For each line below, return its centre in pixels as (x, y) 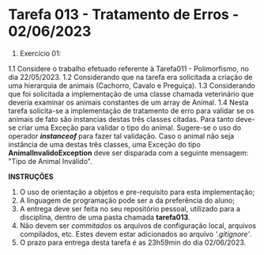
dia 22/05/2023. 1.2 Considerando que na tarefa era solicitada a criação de (130, 77)
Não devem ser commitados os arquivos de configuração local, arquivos (138, 225)
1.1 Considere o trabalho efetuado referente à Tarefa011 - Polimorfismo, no (128, 68)
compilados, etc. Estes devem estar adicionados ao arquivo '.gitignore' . (136, 234)
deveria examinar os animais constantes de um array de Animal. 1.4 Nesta (128, 102)
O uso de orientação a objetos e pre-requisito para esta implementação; (137, 192)
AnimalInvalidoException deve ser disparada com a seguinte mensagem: (128, 153)
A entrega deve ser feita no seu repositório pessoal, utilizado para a (130, 208)
